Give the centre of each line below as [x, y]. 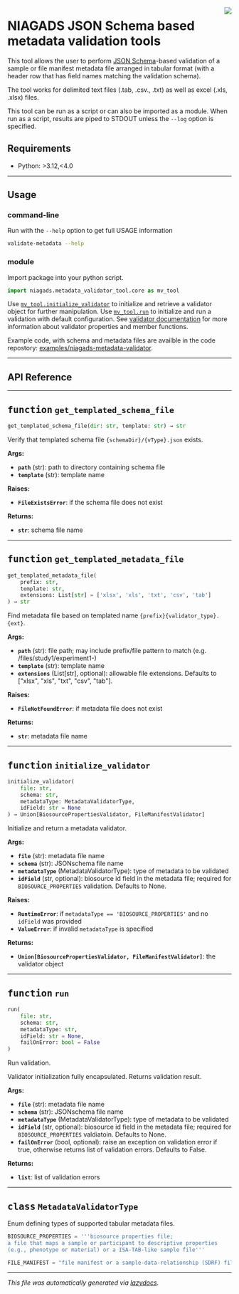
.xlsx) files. [23, 97]
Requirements [39, 148]
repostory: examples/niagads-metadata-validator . [80, 348]
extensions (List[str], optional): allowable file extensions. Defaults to [117, 674]
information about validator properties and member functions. [98, 327]
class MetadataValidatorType [73, 1206]
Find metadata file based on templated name [73, 615]
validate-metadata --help [46, 244]
